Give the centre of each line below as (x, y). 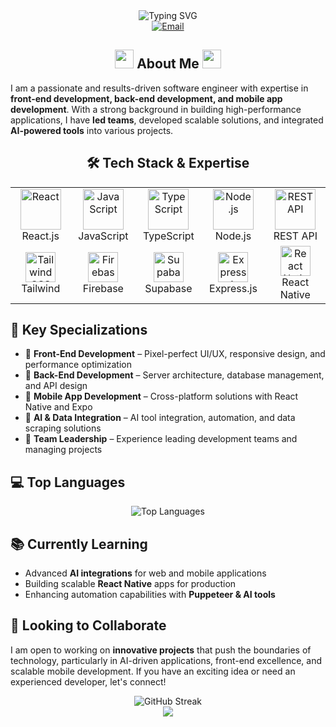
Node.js (233, 236)
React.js (40, 236)
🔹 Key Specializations (79, 330)
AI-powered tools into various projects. (92, 130)
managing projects (63, 450)
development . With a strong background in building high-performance (156, 109)
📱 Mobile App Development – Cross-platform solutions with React (161, 396)
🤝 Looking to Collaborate (88, 625)
